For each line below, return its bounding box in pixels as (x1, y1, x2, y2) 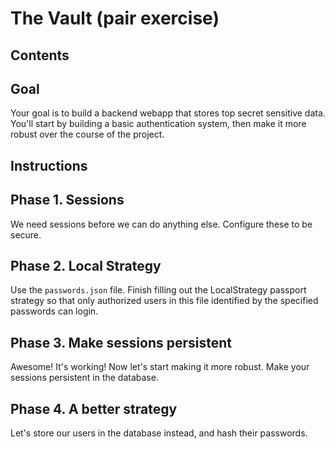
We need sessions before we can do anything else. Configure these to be (10, 218, 313, 230)
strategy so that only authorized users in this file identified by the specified (10, 295, 319, 307)
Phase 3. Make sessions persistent (10, 334, 232, 351)
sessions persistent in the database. (10, 372, 159, 384)
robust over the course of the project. (10, 128, 165, 141)
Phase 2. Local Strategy (10, 257, 162, 274)
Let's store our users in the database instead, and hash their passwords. (10, 427, 308, 439)
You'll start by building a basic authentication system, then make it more (10, 118, 307, 130)
